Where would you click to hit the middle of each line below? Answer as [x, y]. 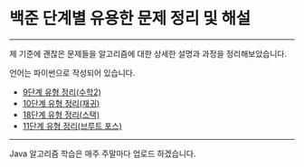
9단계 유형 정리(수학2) [62, 92]
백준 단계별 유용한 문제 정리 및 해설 [130, 19]
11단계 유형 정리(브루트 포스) [72, 125]
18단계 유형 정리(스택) [61, 115]
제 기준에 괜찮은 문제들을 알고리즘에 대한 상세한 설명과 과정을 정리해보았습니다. [148, 53]
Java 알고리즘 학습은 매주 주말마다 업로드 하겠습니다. [103, 153]
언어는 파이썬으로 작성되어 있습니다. [72, 72]
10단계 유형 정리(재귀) [61, 103]
